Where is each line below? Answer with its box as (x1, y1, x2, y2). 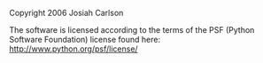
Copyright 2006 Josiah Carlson (9, 8, 124, 18)
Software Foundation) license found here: (9, 35, 161, 44)
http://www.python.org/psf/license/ (9, 43, 139, 54)
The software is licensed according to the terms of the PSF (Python (9, 25, 255, 35)
